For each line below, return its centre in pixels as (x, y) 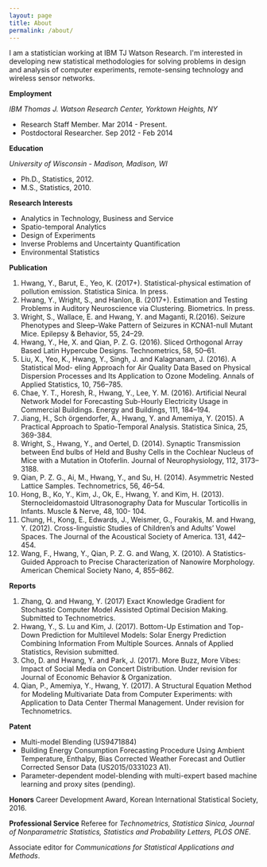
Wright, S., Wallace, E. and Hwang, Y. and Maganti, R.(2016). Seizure (133, 317)
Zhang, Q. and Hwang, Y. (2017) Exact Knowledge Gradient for (123, 601)
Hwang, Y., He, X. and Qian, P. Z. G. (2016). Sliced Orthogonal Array (132, 342)
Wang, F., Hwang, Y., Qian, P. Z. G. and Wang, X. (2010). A (116, 554)
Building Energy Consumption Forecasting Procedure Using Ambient (132, 750)
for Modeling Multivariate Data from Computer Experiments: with (126, 694)
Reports (23, 586)
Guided (33, 562)
